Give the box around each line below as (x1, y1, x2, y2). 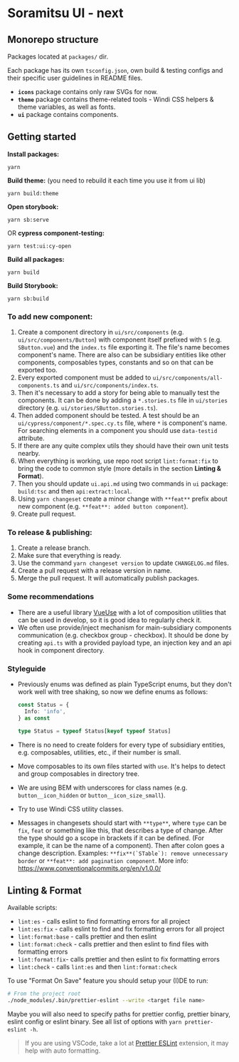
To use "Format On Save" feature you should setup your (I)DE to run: (7, 976, 208, 985)
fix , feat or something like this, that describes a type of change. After (17, 826, 223, 834)
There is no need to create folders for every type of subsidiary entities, (17, 740, 225, 749)
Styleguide (7, 663, 46, 673)
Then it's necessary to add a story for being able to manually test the (17, 389, 221, 397)
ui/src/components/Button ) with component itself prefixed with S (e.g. (17, 335, 222, 344)
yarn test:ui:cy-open (7, 242, 72, 250)
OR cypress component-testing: (7, 228, 105, 237)
